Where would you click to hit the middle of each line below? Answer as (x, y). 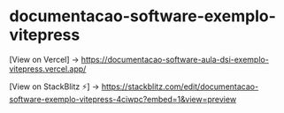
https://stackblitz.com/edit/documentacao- (180, 87)
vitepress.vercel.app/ (48, 69)
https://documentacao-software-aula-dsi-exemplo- (175, 59)
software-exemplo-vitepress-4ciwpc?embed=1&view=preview (123, 99)
